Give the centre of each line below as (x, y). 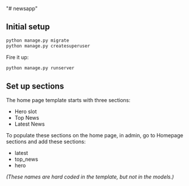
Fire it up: (18, 57)
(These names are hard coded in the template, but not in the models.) (90, 177)
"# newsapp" (22, 9)
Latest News (30, 124)
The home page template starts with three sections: (68, 100)
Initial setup (28, 27)
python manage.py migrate (37, 40)
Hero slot (25, 111)
